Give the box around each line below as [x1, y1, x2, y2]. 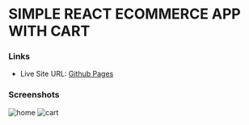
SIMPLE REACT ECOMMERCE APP [8, 5, 241, 23]
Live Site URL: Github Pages [19, 69, 114, 79]
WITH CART [8, 22, 91, 40]
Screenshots [8, 90, 60, 101]
